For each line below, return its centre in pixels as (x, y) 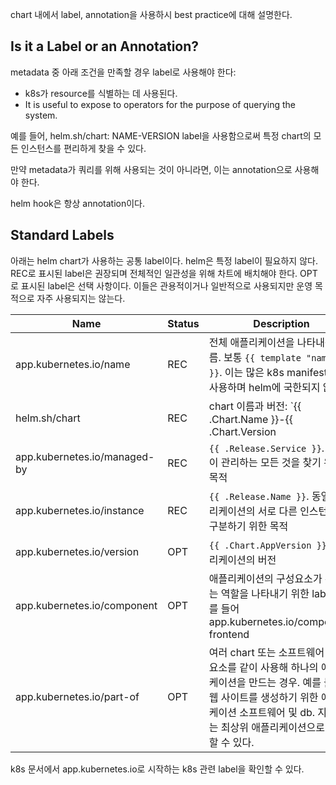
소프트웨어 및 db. (277, 712)
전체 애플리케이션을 (251, 342)
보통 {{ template (262, 357)
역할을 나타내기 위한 (265, 593)
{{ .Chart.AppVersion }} (268, 545)
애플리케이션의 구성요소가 (265, 578)
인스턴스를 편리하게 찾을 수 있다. (83, 148)
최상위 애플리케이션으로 (273, 727)
